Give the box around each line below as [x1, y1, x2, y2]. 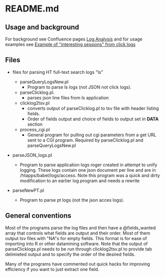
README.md [5, 3, 59, 14]
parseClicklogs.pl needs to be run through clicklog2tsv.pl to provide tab [5, 246, 152, 252]
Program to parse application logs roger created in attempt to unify [19, 162, 158, 168]
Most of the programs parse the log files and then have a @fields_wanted [5, 225, 156, 231]
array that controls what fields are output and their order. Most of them [5, 230, 151, 236]
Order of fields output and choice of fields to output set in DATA [27, 116, 159, 122]
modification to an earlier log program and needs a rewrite [19, 178, 140, 184]
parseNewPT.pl [12, 187, 44, 193]
